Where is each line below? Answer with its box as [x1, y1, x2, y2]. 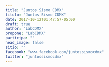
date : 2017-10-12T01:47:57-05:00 [5, 17, 75, 22]
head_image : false [5, 40, 44, 45]
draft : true [5, 21, 30, 27]
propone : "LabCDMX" [5, 31, 46, 36]
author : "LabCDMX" [5, 26, 44, 31]
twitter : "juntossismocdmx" [5, 54, 64, 59]
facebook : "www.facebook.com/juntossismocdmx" [5, 49, 104, 54]
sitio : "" [5, 45, 26, 50]
